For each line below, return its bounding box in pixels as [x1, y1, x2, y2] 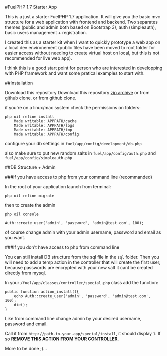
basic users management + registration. [5, 30, 87, 35]
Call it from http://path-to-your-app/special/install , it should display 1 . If [5, 331, 161, 336]
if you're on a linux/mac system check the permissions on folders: [5, 105, 141, 110]
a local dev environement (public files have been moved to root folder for [5, 45, 155, 50]
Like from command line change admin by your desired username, [5, 316, 142, 321]
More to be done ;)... [5, 346, 47, 351]
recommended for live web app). [5, 55, 72, 61]
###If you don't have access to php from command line [5, 244, 120, 250]
